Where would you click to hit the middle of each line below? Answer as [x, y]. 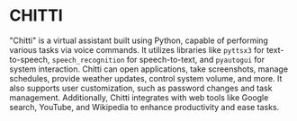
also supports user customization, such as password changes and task [141, 88]
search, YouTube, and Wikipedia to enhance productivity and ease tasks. [144, 107]
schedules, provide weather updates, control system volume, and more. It [146, 78]
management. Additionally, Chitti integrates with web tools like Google [139, 97]
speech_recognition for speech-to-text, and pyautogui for [158, 59]
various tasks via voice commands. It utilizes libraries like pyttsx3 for [137, 49]
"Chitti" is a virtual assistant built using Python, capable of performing [139, 40]
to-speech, [30, 59]
